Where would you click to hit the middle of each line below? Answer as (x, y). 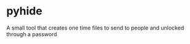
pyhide (25, 11)
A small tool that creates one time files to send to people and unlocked (95, 28)
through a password (32, 34)
